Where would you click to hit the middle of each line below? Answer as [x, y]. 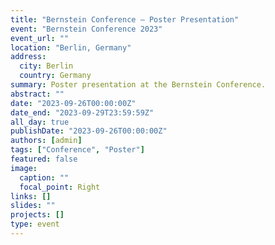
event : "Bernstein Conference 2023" [86, 29]
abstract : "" [37, 94]
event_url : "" [40, 38]
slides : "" [33, 206]
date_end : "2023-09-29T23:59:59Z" [82, 112]
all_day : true [40, 122]
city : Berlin [46, 66]
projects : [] [37, 215]
